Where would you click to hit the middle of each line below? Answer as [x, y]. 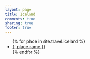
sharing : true [19, 23]
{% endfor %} [26, 52]
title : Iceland [20, 14]
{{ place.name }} [29, 47]
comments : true [20, 19]
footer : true [18, 28]
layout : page [18, 10]
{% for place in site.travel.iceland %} [49, 41]
